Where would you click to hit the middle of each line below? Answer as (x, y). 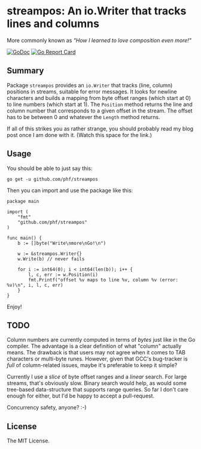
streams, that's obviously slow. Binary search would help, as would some (97, 383)
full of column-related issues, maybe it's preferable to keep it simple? (92, 365)
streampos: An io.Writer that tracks (97, 11)
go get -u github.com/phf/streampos (52, 179)
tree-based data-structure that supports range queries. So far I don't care (98, 390)
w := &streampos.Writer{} (50, 254)
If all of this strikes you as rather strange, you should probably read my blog (100, 128)
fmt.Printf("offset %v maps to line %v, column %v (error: (103, 280)
